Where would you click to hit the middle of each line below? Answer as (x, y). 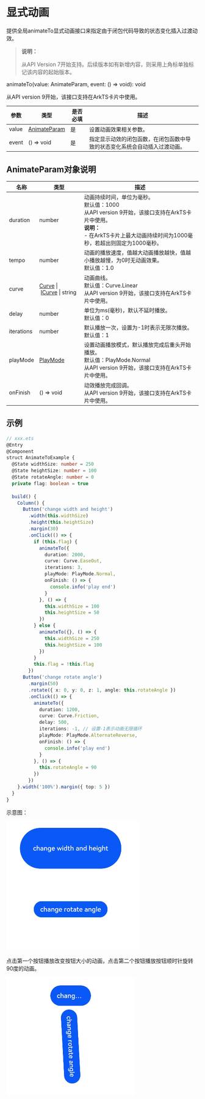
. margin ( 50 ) (44, 684)
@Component (20, 451)
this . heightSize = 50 (72, 613)
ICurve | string (59, 292)
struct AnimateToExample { (41, 458)
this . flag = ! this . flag (64, 665)
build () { (24, 496)
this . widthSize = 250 (72, 638)
